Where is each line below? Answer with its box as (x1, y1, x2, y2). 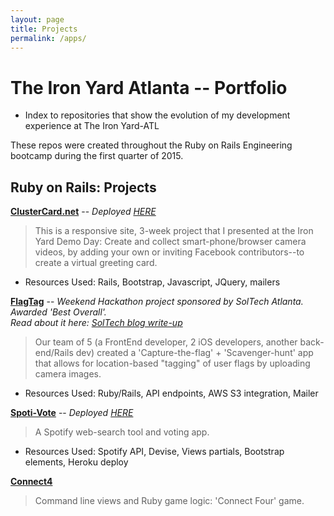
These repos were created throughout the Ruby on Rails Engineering (10, 139, 293, 151)
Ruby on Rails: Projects (10, 179, 157, 196)
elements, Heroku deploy (24, 456, 129, 468)
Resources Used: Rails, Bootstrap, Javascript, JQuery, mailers (24, 276, 281, 288)
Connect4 (10, 476, 53, 488)
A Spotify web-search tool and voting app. (34, 426, 210, 438)
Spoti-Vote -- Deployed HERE (10, 407, 134, 419)
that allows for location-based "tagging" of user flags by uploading (34, 357, 311, 370)
